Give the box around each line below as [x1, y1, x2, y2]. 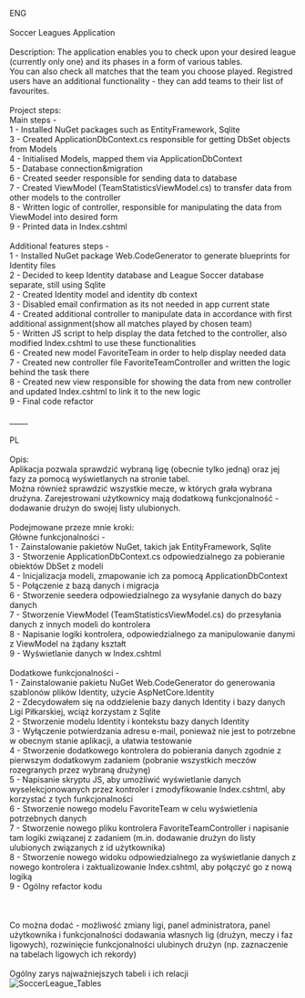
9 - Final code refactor [9, 396, 94, 406]
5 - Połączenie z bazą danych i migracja [9, 580, 159, 591]
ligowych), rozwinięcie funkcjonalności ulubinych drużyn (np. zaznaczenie [9, 940, 289, 950]
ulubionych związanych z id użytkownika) [9, 842, 166, 853]
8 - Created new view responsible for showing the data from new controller [9, 376, 292, 387]
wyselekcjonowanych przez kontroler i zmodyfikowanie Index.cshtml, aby [9, 784, 286, 794]
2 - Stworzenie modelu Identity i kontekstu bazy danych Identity [9, 716, 250, 727]
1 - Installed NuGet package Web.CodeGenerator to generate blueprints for [9, 250, 290, 261]
